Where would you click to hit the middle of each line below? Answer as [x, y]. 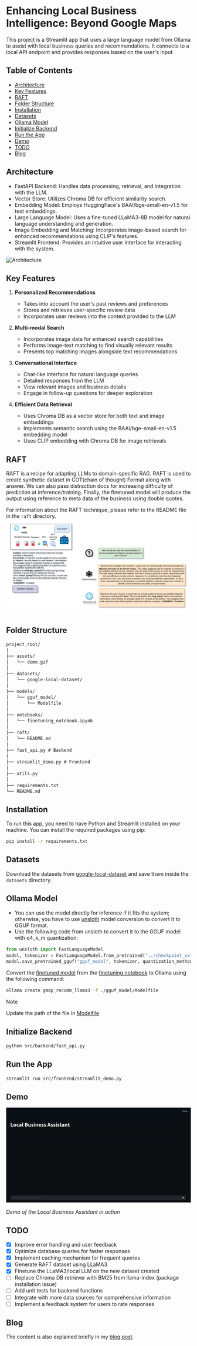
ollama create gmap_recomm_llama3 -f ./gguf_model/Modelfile [82, 991]
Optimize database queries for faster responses [72, 1251]
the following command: [35, 979]
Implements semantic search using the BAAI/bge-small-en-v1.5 [100, 428]
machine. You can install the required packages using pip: [76, 830]
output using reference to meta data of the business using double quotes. [95, 498]
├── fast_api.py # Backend [39, 751]
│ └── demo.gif [27, 662]
